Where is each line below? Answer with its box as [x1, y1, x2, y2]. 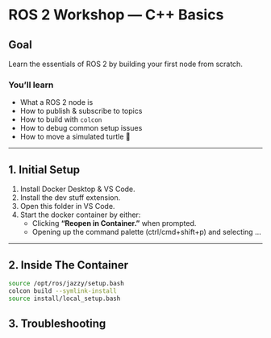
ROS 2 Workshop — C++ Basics [8, 6, 224, 24]
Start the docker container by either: [19, 210, 141, 219]
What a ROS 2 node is [19, 98, 94, 107]
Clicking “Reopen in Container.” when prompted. [31, 219, 197, 228]
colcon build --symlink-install [8, 286, 117, 295]
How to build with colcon [19, 115, 102, 124]
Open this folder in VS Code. [19, 202, 115, 211]
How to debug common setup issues [19, 123, 143, 133]
